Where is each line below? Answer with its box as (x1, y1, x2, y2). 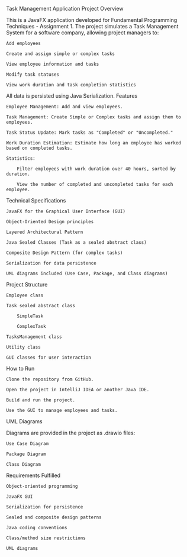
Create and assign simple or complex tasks (6, 51, 115, 57)
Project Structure (6, 281, 48, 288)
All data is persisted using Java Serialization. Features (6, 92, 138, 99)
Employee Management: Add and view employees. (6, 104, 123, 110)
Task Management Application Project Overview (6, 5, 124, 12)
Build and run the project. (6, 397, 76, 403)
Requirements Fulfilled (6, 472, 61, 479)
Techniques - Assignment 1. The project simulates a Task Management (6, 23, 179, 30)
